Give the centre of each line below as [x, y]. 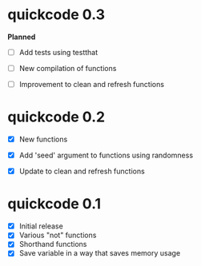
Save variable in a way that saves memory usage [100, 253]
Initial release [41, 226]
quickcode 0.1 [54, 204]
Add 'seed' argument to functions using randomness [106, 155]
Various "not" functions [58, 235]
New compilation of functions [68, 68]
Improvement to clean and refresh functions [92, 85]
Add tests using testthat [58, 52]
